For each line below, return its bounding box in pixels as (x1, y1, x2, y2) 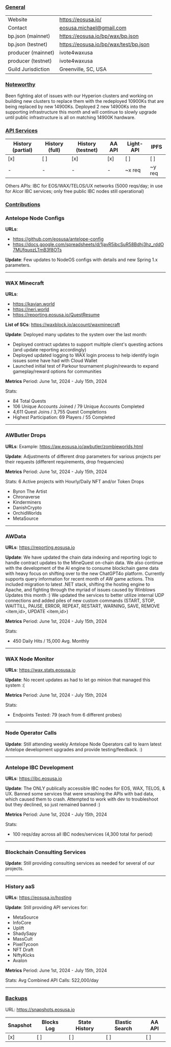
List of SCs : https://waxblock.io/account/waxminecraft (5, 322, 121, 328)
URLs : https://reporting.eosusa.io (5, 544, 75, 550)
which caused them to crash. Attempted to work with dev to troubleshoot (5, 796, 159, 802)
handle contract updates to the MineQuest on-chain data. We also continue (5, 560, 163, 566)
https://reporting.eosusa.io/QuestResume (12, 312, 100, 318)
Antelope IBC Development (5, 764, 74, 771)
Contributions (5, 201, 41, 208)
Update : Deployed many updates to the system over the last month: (5, 332, 148, 338)
